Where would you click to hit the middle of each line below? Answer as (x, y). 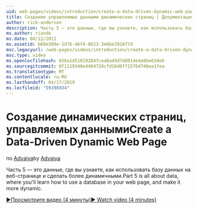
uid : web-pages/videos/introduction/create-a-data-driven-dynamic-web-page (101, 11)
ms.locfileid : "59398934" (38, 88)
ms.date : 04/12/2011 (32, 39)
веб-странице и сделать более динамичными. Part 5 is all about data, (92, 176)
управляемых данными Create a (89, 129)
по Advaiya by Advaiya (33, 158)
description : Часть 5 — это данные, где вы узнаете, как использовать (95, 28)
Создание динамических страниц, (96, 117)
